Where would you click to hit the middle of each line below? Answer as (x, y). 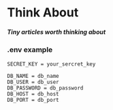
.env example (30, 50)
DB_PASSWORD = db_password (45, 88)
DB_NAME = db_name (33, 76)
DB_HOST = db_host (33, 94)
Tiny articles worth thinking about (56, 31)
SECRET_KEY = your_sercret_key (51, 64)
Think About (43, 13)
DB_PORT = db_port (33, 100)
